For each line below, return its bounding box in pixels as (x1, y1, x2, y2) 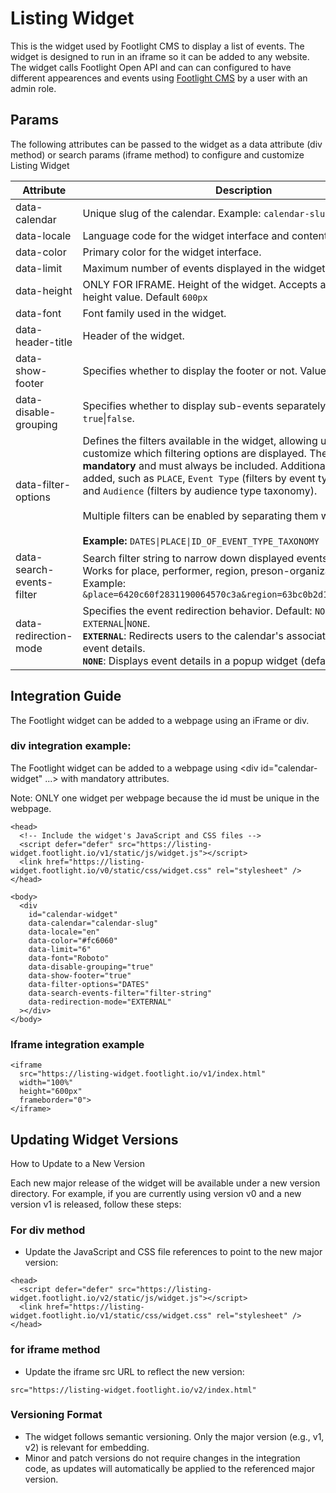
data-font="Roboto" (28, 953, 110, 963)
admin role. (10, 82, 57, 94)
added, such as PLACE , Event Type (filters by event (82, 471, 316, 485)
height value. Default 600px (82, 290, 208, 304)
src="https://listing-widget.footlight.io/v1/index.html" (19, 1069, 267, 1079)
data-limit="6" (28, 944, 92, 954)
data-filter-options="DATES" (28, 979, 150, 989)
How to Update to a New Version (10, 1157, 145, 1169)
